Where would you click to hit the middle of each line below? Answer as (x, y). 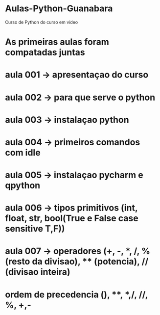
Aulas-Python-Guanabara (59, 9)
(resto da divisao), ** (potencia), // (77, 262)
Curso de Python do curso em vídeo (42, 22)
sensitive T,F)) (35, 229)
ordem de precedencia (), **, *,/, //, (77, 294)
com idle (23, 152)
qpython (23, 186)
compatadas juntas (45, 52)
